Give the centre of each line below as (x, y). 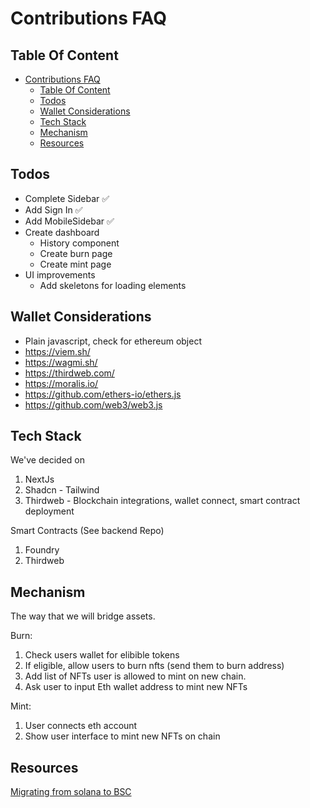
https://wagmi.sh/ (61, 362)
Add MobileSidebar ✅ (69, 221)
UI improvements (60, 274)
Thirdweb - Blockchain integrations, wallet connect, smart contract (162, 501)
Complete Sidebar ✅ (67, 198)
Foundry (42, 550)
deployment (49, 511)
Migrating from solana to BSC (71, 792)
